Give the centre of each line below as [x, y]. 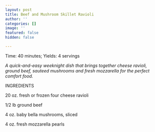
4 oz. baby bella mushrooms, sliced [41, 114]
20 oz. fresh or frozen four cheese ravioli [47, 95]
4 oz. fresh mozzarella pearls [35, 124]
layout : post [19, 10]
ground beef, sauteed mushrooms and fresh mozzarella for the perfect [77, 70]
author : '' [16, 19]
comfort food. [19, 76]
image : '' [15, 28]
